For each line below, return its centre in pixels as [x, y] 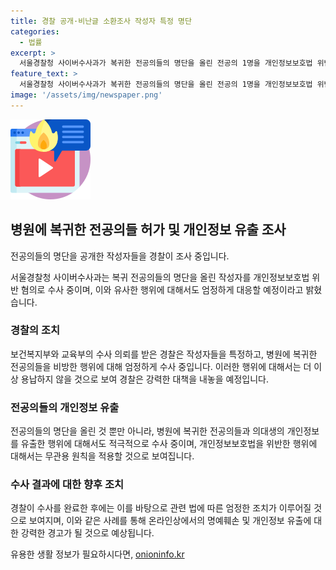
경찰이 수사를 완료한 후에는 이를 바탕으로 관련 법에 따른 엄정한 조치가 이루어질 [161, 508]
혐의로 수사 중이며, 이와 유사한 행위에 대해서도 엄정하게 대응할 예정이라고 [162, 289]
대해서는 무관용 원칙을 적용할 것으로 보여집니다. [102, 456]
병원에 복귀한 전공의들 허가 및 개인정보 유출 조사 [148, 230]
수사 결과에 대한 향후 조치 [67, 485]
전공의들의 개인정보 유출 [65, 407]
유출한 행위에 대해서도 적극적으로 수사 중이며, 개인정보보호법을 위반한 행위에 [169, 444]
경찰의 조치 [35, 330]
